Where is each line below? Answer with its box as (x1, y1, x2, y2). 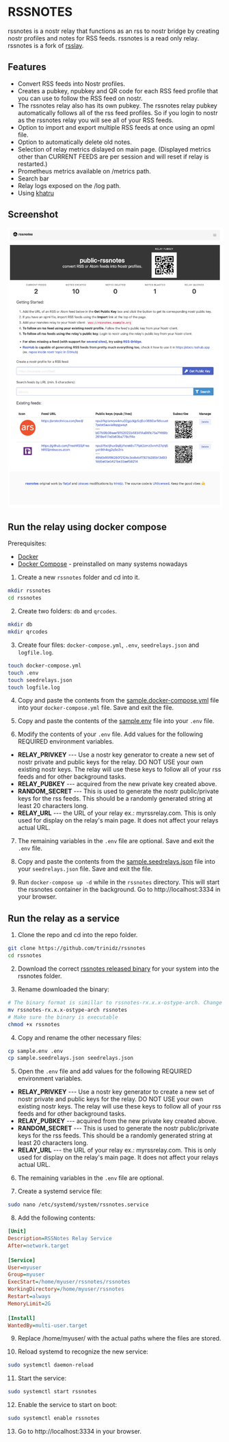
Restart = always (8, 1293, 51, 1300)
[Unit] (8, 1228, 27, 1235)
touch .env (8, 670, 39, 676)
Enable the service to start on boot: (17, 1401, 118, 1409)
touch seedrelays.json (8, 676, 72, 683)
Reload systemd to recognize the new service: (17, 1347, 149, 1356)
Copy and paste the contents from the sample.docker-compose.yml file (17, 696, 219, 705)
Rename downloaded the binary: (17, 985, 110, 993)
